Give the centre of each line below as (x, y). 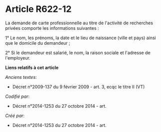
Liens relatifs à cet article (32, 67)
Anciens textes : (21, 77)
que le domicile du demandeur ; (38, 43)
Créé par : (15, 116)
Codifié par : (17, 96)
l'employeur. (18, 58)
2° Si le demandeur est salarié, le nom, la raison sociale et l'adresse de (78, 53)
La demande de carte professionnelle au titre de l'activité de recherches (79, 23)
